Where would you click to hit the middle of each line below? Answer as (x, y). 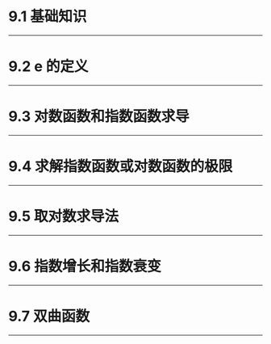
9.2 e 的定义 (48, 67)
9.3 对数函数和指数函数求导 (99, 117)
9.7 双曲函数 (49, 316)
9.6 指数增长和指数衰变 (85, 266)
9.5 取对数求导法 (64, 216)
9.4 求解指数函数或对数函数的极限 (121, 166)
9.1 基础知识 (48, 17)
